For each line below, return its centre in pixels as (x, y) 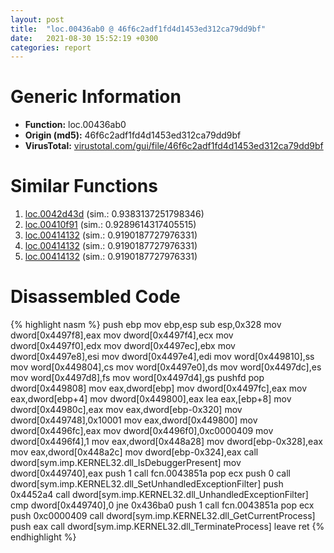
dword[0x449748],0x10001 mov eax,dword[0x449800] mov (134, 420)
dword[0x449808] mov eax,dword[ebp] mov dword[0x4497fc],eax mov (158, 388)
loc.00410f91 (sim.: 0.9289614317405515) (110, 225)
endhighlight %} (43, 537)
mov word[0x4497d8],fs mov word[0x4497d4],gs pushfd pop (137, 378)
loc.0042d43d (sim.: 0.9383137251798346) (114, 214)
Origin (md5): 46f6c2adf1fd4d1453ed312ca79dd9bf (133, 135)
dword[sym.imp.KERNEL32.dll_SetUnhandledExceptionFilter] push (147, 484)
